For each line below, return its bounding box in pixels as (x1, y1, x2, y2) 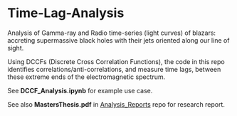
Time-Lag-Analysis (7, 5, 125, 21)
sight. (7, 43, 24, 52)
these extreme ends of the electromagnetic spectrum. (7, 73, 166, 81)
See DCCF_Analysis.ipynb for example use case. (7, 86, 153, 95)
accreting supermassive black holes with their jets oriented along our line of (7, 36, 230, 44)
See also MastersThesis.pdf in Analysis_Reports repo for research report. (7, 100, 226, 108)
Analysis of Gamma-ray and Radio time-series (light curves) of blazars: (7, 28, 216, 37)
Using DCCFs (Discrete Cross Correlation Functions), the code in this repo (7, 57, 226, 65)
